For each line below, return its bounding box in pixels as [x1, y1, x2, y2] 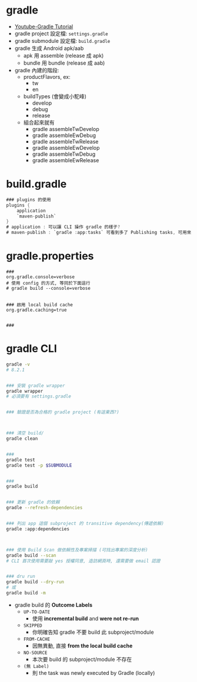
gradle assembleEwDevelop [32, 144, 100, 151]
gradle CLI [6, 342, 57, 356]
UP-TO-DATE [23, 609, 51, 615]
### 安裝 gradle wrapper [6, 383, 65, 389]
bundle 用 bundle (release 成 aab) [23, 59, 105, 66]
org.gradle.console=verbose [6, 274, 75, 280]
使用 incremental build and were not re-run [32, 615, 139, 622]
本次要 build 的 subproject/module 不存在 [32, 656, 132, 663]
